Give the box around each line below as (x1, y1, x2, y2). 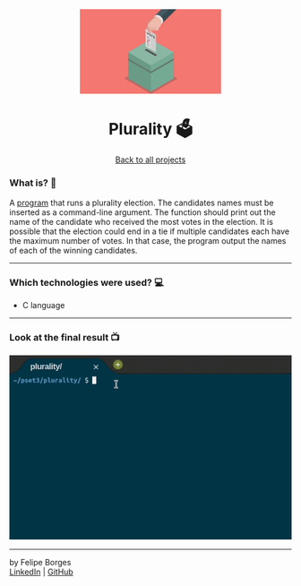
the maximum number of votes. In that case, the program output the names (9, 235, 287, 246)
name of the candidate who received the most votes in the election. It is (9, 216, 273, 227)
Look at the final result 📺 (9, 331, 121, 343)
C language (21, 299, 65, 310)
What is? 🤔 (9, 177, 56, 189)
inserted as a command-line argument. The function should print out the (9, 206, 276, 218)
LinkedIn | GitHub (9, 566, 73, 577)
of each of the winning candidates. (9, 245, 138, 255)
